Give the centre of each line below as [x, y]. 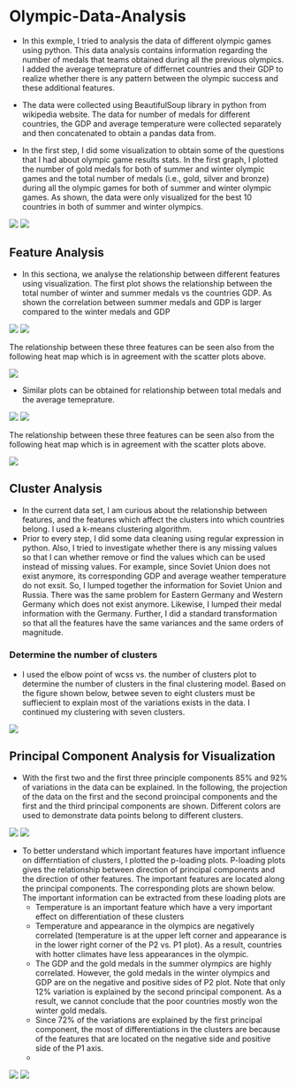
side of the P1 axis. [69, 1048]
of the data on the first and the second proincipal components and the [150, 796]
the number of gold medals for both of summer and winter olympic [143, 169]
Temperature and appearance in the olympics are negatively [144, 925]
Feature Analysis [57, 253]
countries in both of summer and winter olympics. [112, 206]
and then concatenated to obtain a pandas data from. [119, 133]
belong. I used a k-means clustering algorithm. [106, 529]
